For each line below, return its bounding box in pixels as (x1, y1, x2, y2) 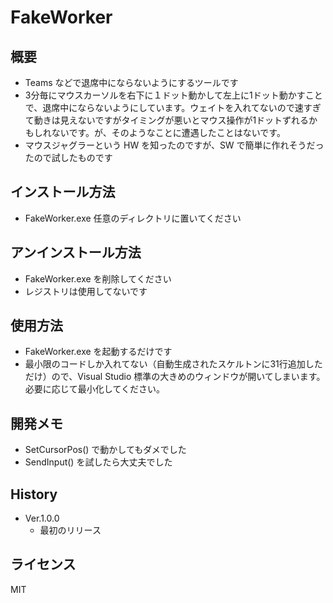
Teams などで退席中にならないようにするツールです (24, 77, 239, 88)
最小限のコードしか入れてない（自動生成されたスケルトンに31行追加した (24, 358, 323, 370)
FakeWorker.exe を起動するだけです (24, 346, 173, 358)
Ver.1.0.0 (24, 512, 60, 525)
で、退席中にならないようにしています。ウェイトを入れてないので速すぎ (24, 102, 322, 113)
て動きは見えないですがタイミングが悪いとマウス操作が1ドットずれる (24, 114, 310, 126)
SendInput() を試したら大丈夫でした (24, 456, 173, 468)
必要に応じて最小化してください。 (24, 383, 165, 395)
